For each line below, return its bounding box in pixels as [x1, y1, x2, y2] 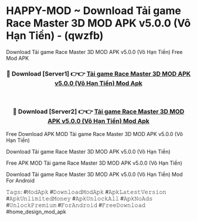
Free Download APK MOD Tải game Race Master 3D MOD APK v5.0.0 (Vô [6, 130, 184, 137]
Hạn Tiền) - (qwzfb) [6, 29, 104, 42]
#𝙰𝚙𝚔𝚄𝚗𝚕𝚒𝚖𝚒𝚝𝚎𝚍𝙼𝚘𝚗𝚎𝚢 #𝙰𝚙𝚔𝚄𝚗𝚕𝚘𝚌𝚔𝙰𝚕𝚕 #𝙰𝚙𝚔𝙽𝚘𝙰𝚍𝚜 [6, 195, 153, 202]
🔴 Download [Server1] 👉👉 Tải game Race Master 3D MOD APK [6, 69, 191, 77]
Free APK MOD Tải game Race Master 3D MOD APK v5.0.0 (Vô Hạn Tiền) [6, 159, 183, 166]
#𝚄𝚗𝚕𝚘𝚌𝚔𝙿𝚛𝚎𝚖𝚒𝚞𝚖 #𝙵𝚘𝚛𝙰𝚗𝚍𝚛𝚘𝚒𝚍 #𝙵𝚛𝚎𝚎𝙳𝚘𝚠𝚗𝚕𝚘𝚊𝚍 [6, 201, 145, 209]
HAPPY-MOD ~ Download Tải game [6, 4, 182, 18]
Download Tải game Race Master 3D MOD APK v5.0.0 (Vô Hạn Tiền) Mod [6, 171, 183, 178]
